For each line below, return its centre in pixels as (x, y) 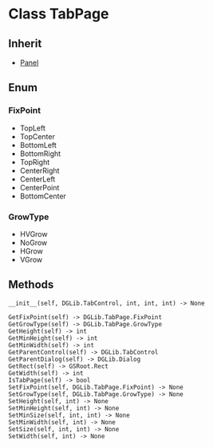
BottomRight (40, 154)
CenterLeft (37, 179)
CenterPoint (39, 187)
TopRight (35, 162)
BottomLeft (38, 145)
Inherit (25, 44)
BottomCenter (43, 196)
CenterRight (39, 170)
